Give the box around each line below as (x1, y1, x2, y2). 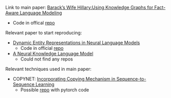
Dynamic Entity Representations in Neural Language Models (12, 40, 140, 46)
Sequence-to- (116, 76, 146, 82)
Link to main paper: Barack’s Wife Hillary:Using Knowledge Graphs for (5, 5, 154, 10)
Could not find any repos (20, 56, 73, 62)
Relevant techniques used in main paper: (5, 66, 91, 72)
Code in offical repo (12, 20, 55, 26)
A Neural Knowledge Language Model (12, 51, 93, 56)
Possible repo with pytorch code (20, 87, 89, 93)
